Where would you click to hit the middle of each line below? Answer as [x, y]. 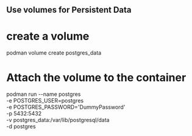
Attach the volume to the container [96, 77]
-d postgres [21, 126]
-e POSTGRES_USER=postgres [45, 101]
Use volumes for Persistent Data [69, 10]
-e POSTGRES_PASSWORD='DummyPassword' [66, 107]
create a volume [48, 36]
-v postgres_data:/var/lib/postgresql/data [58, 120]
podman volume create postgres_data [54, 53]
